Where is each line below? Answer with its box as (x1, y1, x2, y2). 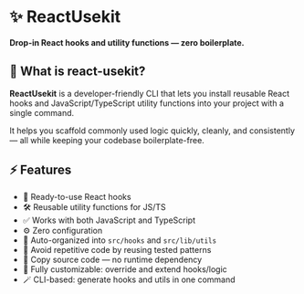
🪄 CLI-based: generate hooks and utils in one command (22, 274, 236, 285)
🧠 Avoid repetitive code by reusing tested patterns (22, 244, 212, 255)
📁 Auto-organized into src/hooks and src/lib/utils (22, 235, 217, 246)
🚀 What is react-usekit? (9, 64, 146, 79)
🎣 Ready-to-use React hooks (22, 191, 131, 202)
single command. (9, 107, 75, 118)
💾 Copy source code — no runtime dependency (22, 254, 203, 265)
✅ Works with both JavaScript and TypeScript (22, 215, 196, 226)
